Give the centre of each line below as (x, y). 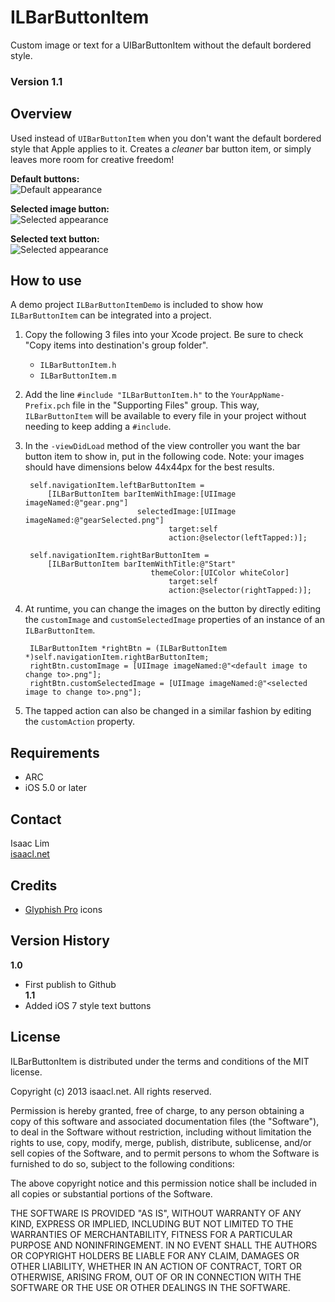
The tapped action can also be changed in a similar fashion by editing (168, 711)
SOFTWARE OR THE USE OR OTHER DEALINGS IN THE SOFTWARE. (150, 1287)
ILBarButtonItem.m (78, 376)
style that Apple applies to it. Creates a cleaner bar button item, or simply (161, 148)
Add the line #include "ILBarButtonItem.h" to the (126, 395)
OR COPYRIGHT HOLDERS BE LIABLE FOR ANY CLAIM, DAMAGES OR (155, 1255)
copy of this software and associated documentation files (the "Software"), (165, 1121)
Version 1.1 (36, 81)
